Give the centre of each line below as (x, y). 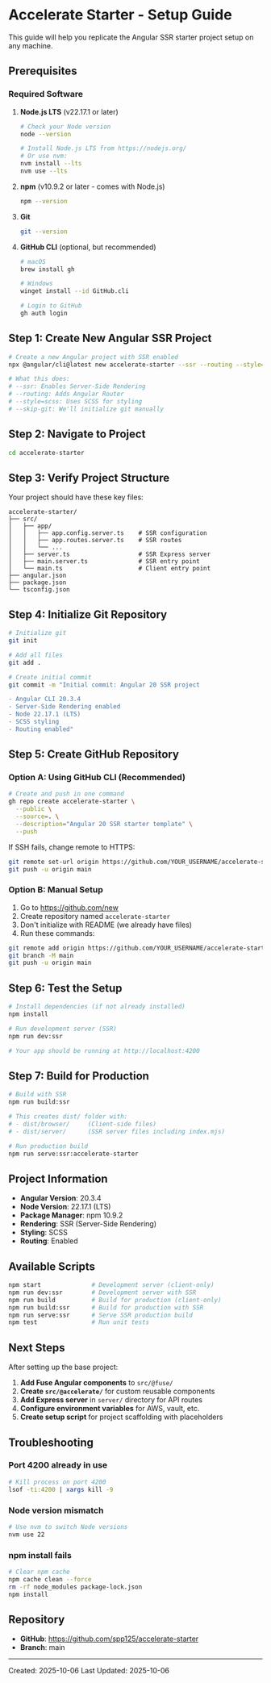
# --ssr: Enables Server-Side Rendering (77, 386)
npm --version (44, 201)
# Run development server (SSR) (63, 1029)
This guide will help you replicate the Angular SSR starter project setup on (131, 37)
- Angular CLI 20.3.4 (45, 700)
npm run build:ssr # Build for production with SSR (106, 1307)
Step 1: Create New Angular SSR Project (110, 338)
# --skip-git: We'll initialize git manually (86, 409)
